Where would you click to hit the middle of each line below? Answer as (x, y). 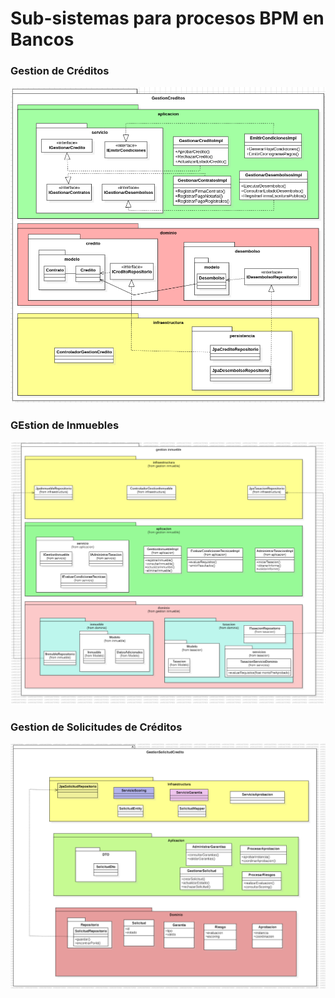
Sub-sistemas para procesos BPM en (167, 18)
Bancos (42, 39)
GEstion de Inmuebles (65, 425)
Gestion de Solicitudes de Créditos (96, 727)
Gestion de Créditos (60, 71)
